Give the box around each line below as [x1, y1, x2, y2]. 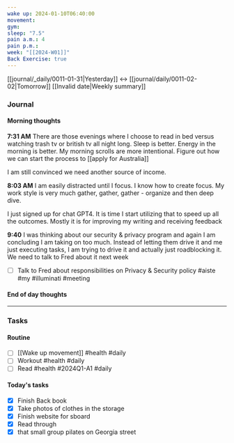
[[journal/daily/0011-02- [129, 75, 197, 83]
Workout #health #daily [17, 357, 85, 365]
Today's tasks [7, 381, 49, 389]
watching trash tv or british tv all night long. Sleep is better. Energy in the [7, 139, 216, 148]
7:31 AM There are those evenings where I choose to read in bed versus [7, 132, 214, 140]
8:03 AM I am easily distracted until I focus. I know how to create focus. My [7, 181, 225, 189]
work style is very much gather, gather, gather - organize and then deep [7, 189, 214, 197]
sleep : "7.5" [7, 29, 45, 37]
